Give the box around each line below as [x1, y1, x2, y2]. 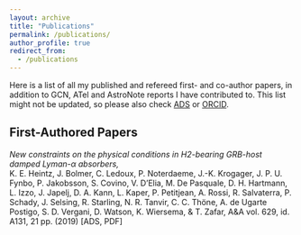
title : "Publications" [9, 22, 95, 31]
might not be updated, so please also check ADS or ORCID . [9, 99, 230, 109]
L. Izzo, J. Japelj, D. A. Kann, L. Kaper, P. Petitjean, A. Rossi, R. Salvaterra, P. [9, 186, 292, 198]
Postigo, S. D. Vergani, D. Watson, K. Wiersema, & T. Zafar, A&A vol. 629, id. [9, 206, 290, 217]
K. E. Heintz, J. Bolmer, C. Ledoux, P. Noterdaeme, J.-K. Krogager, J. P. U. [9, 167, 283, 178]
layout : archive [9, 13, 70, 23]
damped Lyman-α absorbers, [9, 158, 120, 169]
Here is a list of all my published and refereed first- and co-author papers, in [9, 80, 293, 90]
